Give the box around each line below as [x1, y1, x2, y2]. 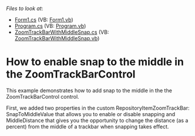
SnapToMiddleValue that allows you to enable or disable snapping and [6, 110, 176, 117]
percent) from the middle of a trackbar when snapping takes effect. [6, 123, 169, 130]
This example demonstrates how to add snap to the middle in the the [6, 87, 172, 94]
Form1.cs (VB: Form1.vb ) [14, 16, 73, 23]
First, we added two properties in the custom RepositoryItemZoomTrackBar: [6, 104, 190, 111]
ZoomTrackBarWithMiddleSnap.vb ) [14, 35, 100, 41]
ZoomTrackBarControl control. [6, 93, 79, 100]
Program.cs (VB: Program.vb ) [14, 23, 86, 29]
